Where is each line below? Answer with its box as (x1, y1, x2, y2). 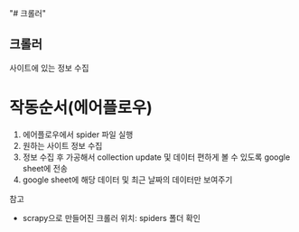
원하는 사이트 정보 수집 (22, 140, 103, 151)
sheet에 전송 (22, 162, 68, 173)
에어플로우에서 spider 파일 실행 (22, 129, 134, 140)
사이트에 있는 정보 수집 (9, 62, 89, 73)
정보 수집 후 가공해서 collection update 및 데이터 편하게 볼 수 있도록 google (22, 152, 291, 162)
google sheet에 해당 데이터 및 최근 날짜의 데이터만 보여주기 (22, 174, 233, 185)
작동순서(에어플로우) (9, 97, 153, 117)
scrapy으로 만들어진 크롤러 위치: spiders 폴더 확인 (22, 212, 201, 223)
